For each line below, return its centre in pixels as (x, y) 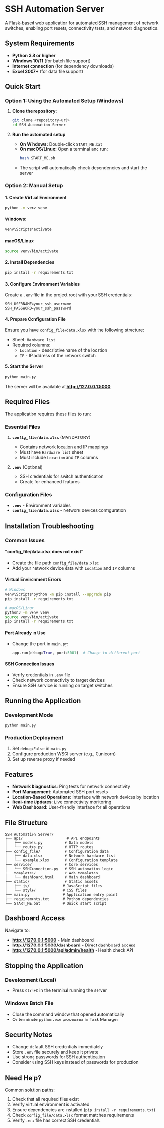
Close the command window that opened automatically (68, 1014)
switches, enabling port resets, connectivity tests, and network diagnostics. (82, 28)
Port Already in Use (25, 633)
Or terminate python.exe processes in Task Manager (65, 1019)
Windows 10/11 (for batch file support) (51, 61)
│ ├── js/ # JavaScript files (54, 886)
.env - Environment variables (42, 505)
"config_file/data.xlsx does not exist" (44, 552)
